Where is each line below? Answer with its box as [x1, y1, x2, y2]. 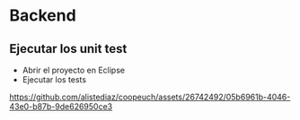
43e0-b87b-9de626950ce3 [9, 101, 113, 112]
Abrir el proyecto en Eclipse [22, 64, 126, 75]
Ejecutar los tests [22, 74, 87, 85]
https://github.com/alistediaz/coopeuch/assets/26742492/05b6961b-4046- [9, 91, 291, 102]
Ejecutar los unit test [9, 41, 128, 56]
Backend [9, 5, 76, 26]
